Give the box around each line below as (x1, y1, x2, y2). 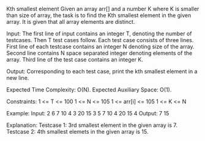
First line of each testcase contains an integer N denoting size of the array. (6, 43, 195, 50)
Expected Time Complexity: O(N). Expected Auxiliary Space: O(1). (6, 86, 172, 93)
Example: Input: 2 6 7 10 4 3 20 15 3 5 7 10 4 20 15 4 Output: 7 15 (6, 110, 170, 117)
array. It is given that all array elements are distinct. (6, 18, 135, 25)
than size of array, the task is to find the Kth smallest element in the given (6, 12, 192, 19)
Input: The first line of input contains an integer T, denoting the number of (6, 30, 192, 37)
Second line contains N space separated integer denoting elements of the (6, 49, 193, 57)
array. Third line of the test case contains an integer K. (6, 56, 144, 63)
